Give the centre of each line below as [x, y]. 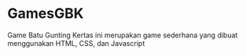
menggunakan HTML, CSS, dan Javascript [76, 43]
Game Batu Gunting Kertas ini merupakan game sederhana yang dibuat [123, 35]
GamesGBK [46, 14]
